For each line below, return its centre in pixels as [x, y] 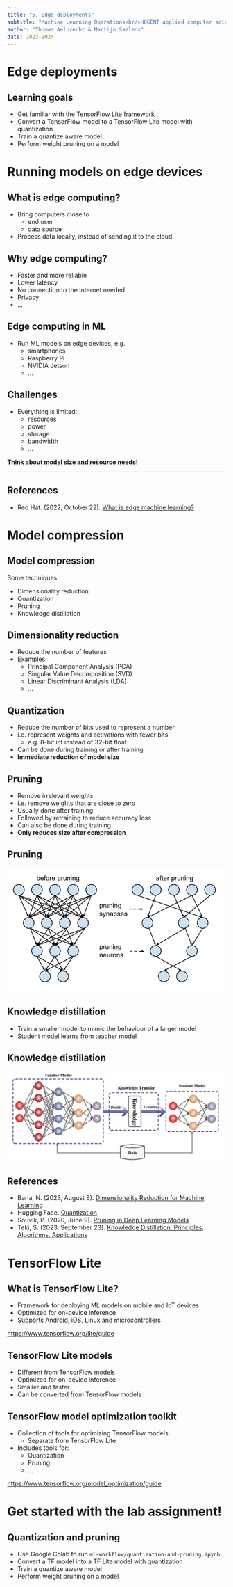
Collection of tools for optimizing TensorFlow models [93, 1433]
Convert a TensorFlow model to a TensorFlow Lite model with [105, 122]
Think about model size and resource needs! [73, 462]
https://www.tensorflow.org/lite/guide [61, 1334]
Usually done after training [55, 810]
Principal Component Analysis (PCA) [80, 667]
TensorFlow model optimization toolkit [92, 1416]
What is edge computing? [64, 197]
